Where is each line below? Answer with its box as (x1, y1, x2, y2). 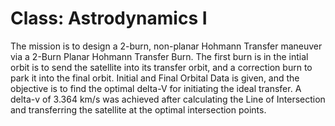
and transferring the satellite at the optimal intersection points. (10, 103, 267, 116)
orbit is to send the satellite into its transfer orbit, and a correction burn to (10, 61, 313, 73)
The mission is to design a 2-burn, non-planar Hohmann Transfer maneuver (10, 40, 323, 52)
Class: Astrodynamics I (10, 7, 208, 30)
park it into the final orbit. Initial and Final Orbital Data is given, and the (10, 72, 300, 84)
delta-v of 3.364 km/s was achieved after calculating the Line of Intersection (10, 93, 326, 105)
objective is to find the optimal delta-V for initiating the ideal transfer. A (10, 82, 302, 94)
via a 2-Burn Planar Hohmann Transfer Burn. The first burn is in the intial (10, 50, 309, 62)
